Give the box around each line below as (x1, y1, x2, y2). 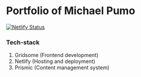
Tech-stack (6, 38, 40, 46)
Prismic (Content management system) (14, 64, 110, 71)
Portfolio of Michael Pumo (6, 4, 136, 18)
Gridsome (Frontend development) (14, 52, 99, 59)
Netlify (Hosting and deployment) (14, 58, 96, 65)
